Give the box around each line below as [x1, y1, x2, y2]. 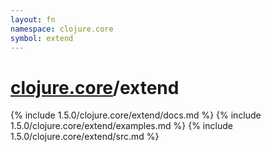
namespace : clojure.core [10, 24, 114, 34]
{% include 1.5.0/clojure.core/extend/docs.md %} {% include [10, 109, 262, 121]
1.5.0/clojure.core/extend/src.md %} [10, 131, 160, 143]
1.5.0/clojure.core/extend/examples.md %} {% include [10, 120, 233, 132]
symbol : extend [10, 33, 74, 43]
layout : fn [10, 14, 56, 25]
